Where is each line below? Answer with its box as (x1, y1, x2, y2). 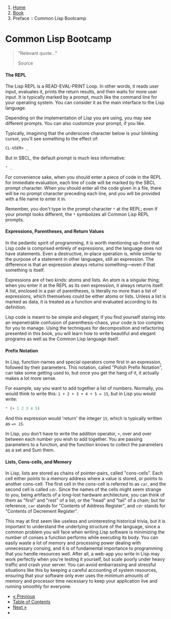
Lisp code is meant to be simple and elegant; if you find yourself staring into (5, 314, 165, 320)
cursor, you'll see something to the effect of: (5, 136, 99, 142)
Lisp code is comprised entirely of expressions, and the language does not (5, 245, 162, 252)
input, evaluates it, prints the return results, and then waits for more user (5, 89, 158, 95)
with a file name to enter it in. (5, 196, 66, 202)
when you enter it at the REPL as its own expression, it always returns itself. (5, 282, 164, 288)
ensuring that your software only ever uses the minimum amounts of (5, 572, 149, 579)
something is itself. (5, 267, 45, 273)
